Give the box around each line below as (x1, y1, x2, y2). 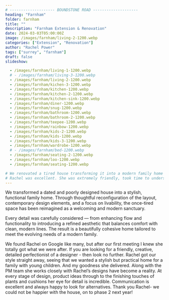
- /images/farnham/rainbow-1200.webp (10, 124, 89, 129)
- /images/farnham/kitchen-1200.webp (10, 87, 89, 92)
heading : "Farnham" (5, 12, 46, 17)
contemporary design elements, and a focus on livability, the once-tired (5, 200, 153, 206)
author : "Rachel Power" (5, 45, 55, 50)
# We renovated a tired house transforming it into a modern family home (5, 171, 163, 176)
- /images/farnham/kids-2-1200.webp (10, 129, 87, 134)
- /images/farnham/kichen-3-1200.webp (10, 82, 92, 87)
